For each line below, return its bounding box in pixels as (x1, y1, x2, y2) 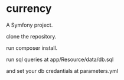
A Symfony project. (6, 21, 53, 28)
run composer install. (6, 44, 58, 52)
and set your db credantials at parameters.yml (6, 67, 119, 74)
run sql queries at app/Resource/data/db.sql (6, 56, 114, 63)
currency (6, 2, 52, 15)
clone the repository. (6, 33, 57, 40)
